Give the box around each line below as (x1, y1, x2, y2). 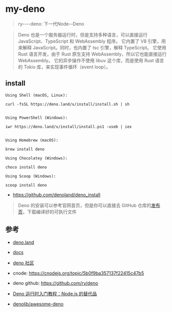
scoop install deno (5, 182, 47, 188)
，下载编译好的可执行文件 (22, 209, 77, 215)
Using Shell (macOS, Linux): (5, 93, 68, 98)
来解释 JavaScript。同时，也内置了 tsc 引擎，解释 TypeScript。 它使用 (17, 44, 167, 50)
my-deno (5, 3, 45, 15)
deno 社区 (12, 260, 34, 266)
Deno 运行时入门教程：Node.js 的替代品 (12, 290, 98, 297)
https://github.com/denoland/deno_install (12, 191, 101, 198)
